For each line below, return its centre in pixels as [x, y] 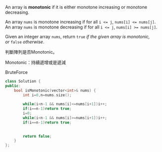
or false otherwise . [25, 42]
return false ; [37, 136]
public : [13, 86]
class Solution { [23, 81]
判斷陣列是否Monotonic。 [31, 52]
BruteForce [17, 72]
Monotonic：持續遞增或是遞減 [36, 62]
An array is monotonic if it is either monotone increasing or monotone [76, 7]
